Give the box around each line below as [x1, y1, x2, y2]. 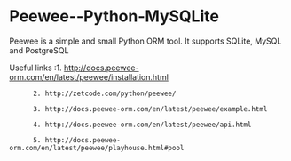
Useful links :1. [9, 62, 62, 73]
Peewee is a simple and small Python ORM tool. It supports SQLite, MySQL [9, 36, 282, 46]
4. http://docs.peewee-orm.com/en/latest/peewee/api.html [32, 120, 252, 129]
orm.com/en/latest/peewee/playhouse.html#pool [9, 143, 185, 152]
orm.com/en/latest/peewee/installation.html [9, 71, 169, 82]
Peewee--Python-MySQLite [9, 6, 220, 27]
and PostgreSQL [9, 44, 69, 55]
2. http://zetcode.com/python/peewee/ [32, 89, 177, 98]
